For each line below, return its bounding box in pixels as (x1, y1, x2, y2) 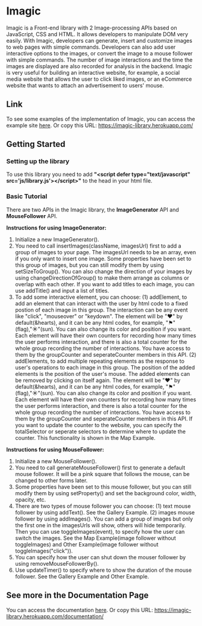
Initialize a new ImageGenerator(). (14, 236, 99, 243)
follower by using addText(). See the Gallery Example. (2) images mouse (14, 509, 195, 516)
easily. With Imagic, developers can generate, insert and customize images (6, 37, 193, 44)
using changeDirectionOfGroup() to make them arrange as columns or (14, 274, 189, 281)
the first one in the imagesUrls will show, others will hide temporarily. (14, 521, 186, 528)
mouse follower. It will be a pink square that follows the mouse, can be (14, 470, 190, 477)
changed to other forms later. (14, 477, 88, 484)
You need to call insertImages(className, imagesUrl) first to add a (14, 242, 181, 249)
